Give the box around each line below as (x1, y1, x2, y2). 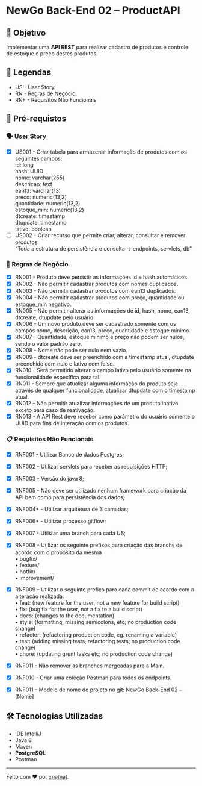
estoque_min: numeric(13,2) (14, 206, 84, 213)
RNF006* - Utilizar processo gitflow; (14, 517, 106, 525)
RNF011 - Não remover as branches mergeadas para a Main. (14, 662, 164, 669)
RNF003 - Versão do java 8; (14, 475, 84, 482)
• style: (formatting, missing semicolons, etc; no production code (14, 618, 177, 625)
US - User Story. (14, 83, 56, 90)
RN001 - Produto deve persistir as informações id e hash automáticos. (14, 273, 189, 281)
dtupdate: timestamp (14, 219, 67, 226)
